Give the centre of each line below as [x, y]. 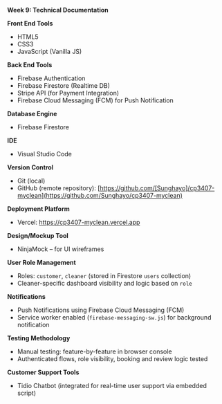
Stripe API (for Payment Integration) [68, 93]
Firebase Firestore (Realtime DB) [64, 85]
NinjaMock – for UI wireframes [61, 249]
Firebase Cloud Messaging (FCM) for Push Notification [95, 100]
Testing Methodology [39, 338]
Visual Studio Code [45, 154]
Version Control [30, 167]
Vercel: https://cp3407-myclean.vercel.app [78, 222]
